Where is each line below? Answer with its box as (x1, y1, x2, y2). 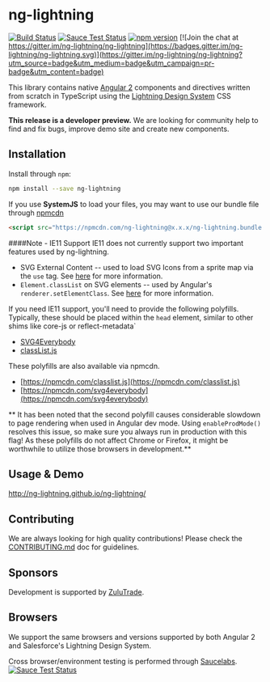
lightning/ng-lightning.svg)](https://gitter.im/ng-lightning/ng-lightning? (8, 49, 243, 59)
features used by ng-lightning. (8, 247, 109, 256)
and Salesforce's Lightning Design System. (8, 641, 152, 650)
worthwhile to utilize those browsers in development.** (8, 443, 192, 454)
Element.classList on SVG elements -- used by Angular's (19, 279, 213, 289)
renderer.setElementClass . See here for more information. (19, 288, 214, 298)
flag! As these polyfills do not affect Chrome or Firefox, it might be (8, 435, 229, 445)
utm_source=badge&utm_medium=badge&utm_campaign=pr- (8, 58, 215, 68)
